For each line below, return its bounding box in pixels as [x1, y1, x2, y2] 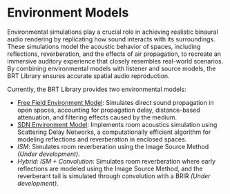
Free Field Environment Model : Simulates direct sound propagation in [17, 98, 214, 106]
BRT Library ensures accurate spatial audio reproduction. [7, 71, 171, 80]
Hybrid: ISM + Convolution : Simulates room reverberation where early [17, 157, 216, 165]
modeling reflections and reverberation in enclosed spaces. [17, 135, 187, 143]
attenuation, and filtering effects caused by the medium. [17, 113, 178, 122]
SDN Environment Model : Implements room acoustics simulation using [17, 120, 218, 128]
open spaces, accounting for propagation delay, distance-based [17, 106, 200, 114]
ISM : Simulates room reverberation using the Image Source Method [17, 142, 209, 151]
